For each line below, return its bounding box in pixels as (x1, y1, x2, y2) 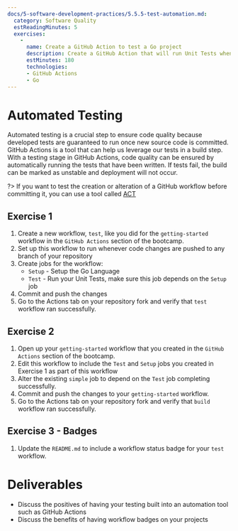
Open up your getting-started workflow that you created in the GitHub (17, 344, 225, 353)
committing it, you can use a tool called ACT (7, 190, 137, 198)
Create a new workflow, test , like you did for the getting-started (17, 229, 209, 238)
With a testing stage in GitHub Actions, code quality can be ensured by (7, 154, 215, 162)
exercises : (13, 30, 46, 38)
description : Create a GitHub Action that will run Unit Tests (25, 50, 217, 58)
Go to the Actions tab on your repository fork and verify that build (17, 397, 210, 405)
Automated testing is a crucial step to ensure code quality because (7, 131, 203, 139)
